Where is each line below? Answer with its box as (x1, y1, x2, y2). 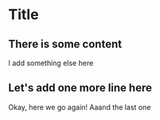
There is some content (8, 37, 122, 51)
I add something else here (8, 58, 94, 68)
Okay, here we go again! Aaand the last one (8, 102, 151, 112)
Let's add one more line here (8, 81, 153, 95)
